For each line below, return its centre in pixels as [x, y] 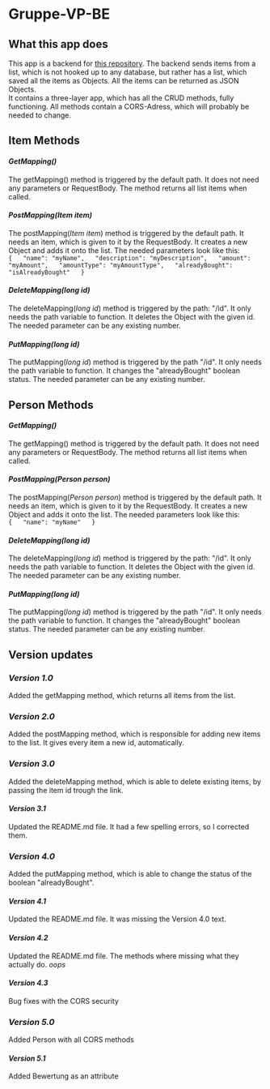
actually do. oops [37, 964]
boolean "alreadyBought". [51, 883]
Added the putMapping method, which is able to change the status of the [130, 874]
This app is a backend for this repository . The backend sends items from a [132, 63]
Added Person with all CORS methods [72, 1040]
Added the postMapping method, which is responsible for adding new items [135, 734]
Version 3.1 [27, 808]
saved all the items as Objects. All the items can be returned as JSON [124, 81]
